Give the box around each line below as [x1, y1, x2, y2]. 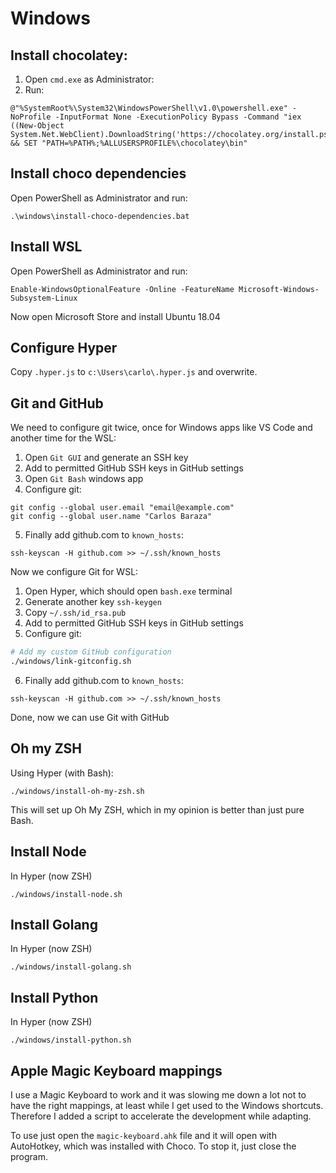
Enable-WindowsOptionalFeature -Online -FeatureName [10, 284, 235, 294]
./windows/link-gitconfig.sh [10, 657, 132, 667]
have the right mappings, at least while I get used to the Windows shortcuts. [10, 1100, 324, 1112]
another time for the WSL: [10, 432, 117, 444]
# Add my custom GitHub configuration [10, 647, 172, 657]
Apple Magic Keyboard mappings [10, 1062, 223, 1079]
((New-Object [10, 121, 65, 131]
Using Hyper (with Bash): [10, 767, 114, 779]
